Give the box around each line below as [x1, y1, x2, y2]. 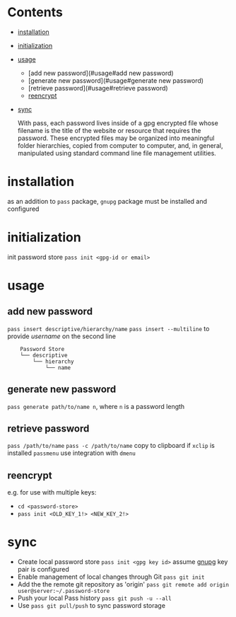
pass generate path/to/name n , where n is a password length [7, 402, 185, 410]
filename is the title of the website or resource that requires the [17, 126, 201, 134]
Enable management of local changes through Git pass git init [17, 572, 205, 581]
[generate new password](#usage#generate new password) [28, 76, 203, 85]
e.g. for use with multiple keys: [7, 488, 97, 497]
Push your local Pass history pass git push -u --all [17, 594, 172, 602]
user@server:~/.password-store [17, 588, 110, 595]
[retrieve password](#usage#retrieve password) [28, 83, 168, 92]
